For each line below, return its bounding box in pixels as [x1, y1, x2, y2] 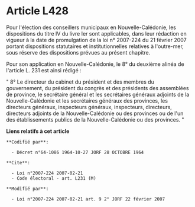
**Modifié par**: [6, 186, 49, 192]
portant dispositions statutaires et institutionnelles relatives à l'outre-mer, [6, 43, 184, 50]
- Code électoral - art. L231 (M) [11, 175, 96, 181]
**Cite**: [6, 160, 31, 165]
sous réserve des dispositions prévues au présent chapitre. [6, 49, 151, 56]
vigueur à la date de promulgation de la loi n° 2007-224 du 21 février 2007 [6, 36, 187, 43]
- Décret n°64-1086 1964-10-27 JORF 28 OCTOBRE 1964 [11, 149, 144, 155]
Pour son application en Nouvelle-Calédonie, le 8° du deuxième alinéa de [6, 60, 184, 68]
